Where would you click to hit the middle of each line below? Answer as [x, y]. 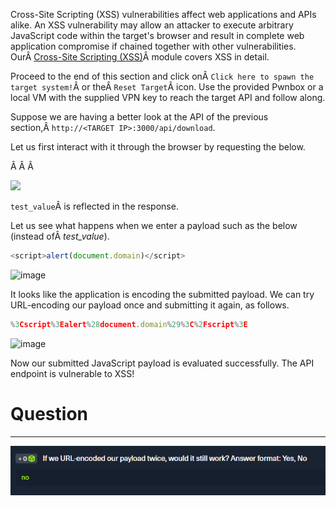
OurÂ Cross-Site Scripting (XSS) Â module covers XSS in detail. [140, 57]
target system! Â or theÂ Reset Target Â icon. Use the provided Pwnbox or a [167, 87]
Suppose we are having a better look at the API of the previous [139, 117]
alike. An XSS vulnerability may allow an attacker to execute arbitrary [152, 25]
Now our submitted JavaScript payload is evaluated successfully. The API [162, 363]
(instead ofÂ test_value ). [60, 236]
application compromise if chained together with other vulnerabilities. [153, 46]
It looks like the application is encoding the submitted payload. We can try [162, 294]
